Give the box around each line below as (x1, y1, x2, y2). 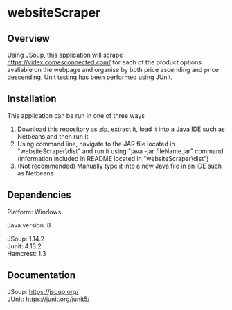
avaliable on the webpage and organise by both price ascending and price (7, 66, 220, 74)
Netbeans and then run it (17, 132, 89, 140)
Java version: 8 (7, 221, 51, 230)
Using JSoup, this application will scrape (7, 51, 123, 59)
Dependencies (7, 189, 71, 201)
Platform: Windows (7, 207, 62, 216)
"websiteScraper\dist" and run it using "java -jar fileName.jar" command (17, 147, 224, 155)
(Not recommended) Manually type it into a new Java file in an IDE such (17, 162, 222, 170)
